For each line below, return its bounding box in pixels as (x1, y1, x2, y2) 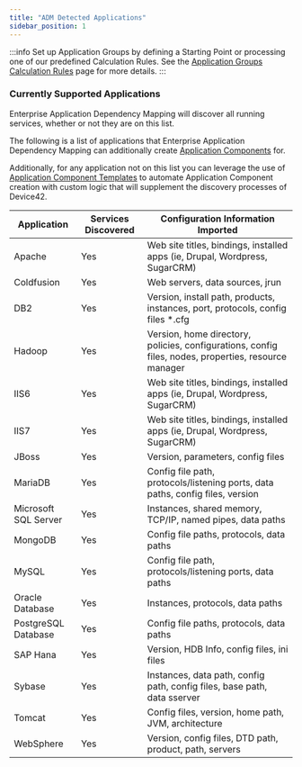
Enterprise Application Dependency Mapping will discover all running (9, 108, 265, 119)
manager (147, 361, 185, 374)
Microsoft (13, 501, 55, 514)
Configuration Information (160, 212, 276, 225)
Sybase (13, 680, 47, 692)
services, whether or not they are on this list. (9, 118, 175, 129)
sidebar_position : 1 (9, 22, 87, 31)
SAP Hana (13, 648, 57, 661)
